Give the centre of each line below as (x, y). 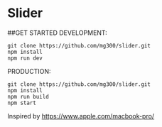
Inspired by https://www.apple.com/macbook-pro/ (81, 116)
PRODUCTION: (29, 71)
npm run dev (25, 58)
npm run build (28, 96)
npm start (22, 103)
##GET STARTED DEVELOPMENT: (58, 33)
